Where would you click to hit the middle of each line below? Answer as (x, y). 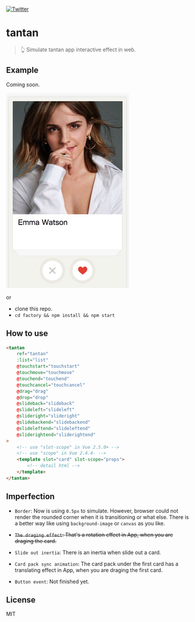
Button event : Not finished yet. (52, 581)
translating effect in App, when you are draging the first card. (88, 570)
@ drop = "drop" (33, 398)
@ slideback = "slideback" (46, 403)
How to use (27, 334)
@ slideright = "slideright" (48, 416)
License (21, 600)
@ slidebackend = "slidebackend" (54, 422)
